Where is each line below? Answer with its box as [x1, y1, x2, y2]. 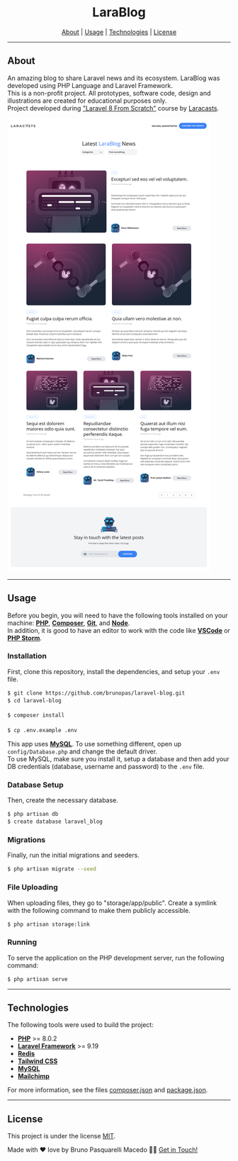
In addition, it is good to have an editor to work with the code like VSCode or [7, 626, 230, 634]
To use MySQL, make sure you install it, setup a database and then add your [7, 755, 230, 763]
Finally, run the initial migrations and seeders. [7, 851, 140, 860]
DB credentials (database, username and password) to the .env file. [7, 763, 205, 771]
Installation [7, 651, 47, 661]
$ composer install [7, 712, 65, 719]
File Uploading [7, 882, 58, 892]
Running [7, 937, 38, 947]
